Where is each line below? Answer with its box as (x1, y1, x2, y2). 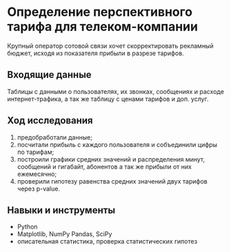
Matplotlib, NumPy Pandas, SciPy (17, 230, 112, 238)
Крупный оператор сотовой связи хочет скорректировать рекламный (7, 41, 214, 50)
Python (17, 222, 38, 231)
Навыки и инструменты (7, 204, 116, 216)
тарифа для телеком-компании (7, 19, 199, 35)
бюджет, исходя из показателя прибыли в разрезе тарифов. (7, 49, 184, 57)
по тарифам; (17, 148, 54, 156)
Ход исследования (7, 115, 93, 126)
